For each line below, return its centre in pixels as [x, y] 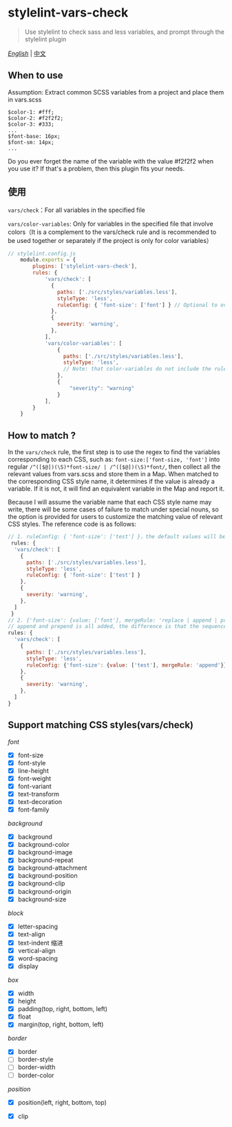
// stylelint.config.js [42, 253]
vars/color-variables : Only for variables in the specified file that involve [110, 224]
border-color [36, 1075]
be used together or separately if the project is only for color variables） [110, 240]
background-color [43, 845]
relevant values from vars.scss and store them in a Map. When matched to [113, 474]
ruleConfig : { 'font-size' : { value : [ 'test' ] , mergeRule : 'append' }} [126, 665]
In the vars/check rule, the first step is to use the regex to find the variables [114, 452]
